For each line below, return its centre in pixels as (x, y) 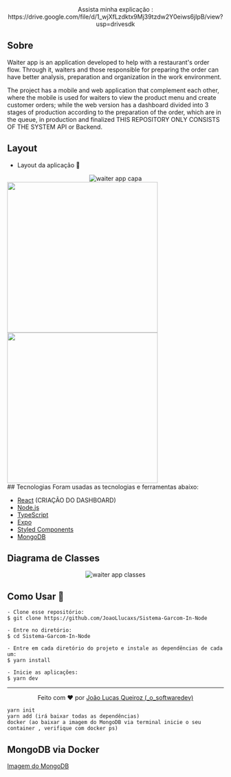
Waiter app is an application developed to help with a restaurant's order (108, 62)
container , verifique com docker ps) (63, 728)
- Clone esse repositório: (46, 613)
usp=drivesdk (115, 24)
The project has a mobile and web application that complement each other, (113, 90)
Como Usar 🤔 (36, 596)
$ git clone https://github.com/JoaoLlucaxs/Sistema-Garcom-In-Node (107, 618)
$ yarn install (29, 661)
